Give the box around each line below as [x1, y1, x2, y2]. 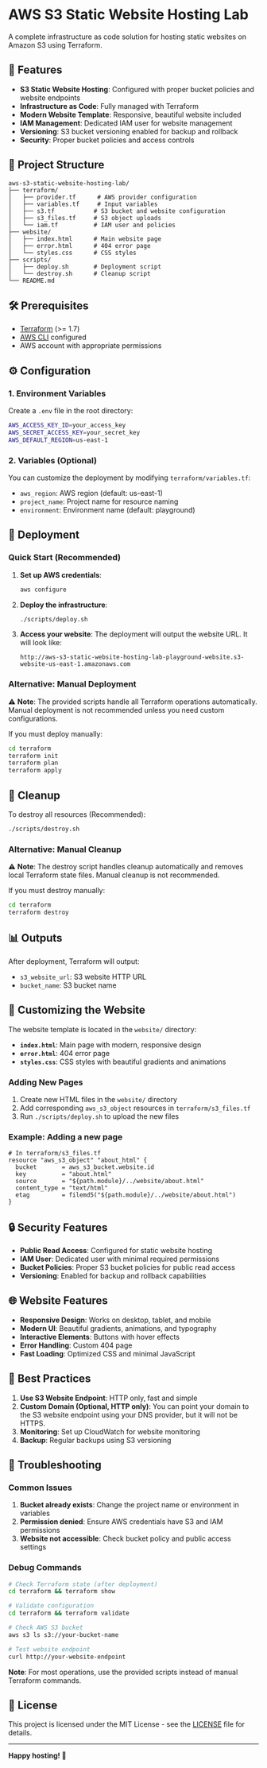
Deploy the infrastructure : [19, 600, 108, 609]
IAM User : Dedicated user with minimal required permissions [19, 1254, 220, 1263]
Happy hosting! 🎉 [8, 1751, 67, 1761]
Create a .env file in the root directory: [8, 406, 133, 416]
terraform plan [8, 759, 59, 768]
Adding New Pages [8, 1077, 83, 1088]
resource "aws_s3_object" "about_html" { [8, 1156, 148, 1165]
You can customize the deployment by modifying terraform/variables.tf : [8, 473, 251, 482]
